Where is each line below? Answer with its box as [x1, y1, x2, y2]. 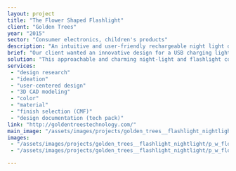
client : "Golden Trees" [7, 23, 77, 30]
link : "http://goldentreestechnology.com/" [7, 121, 137, 128]
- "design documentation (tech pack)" [10, 114, 124, 121]
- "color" [10, 95, 39, 102]
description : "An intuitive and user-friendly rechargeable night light [7, 43, 225, 50]
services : [7, 62, 37, 69]
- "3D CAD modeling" [10, 88, 71, 95]
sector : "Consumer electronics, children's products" [7, 36, 169, 43]
